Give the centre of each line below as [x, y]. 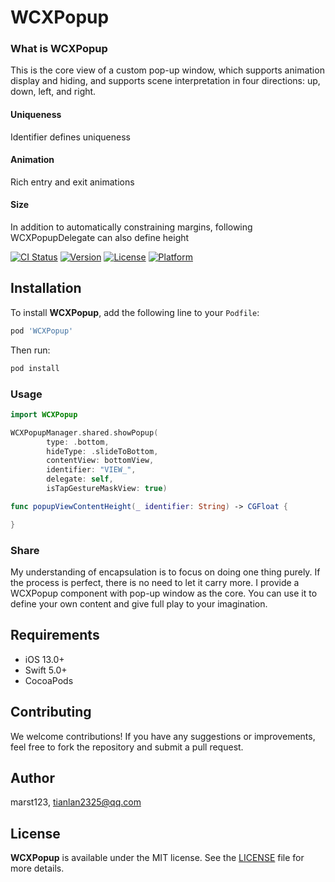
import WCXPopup [44, 414]
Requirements [55, 635]
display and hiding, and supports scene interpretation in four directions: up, [165, 81]
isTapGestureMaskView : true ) [107, 489]
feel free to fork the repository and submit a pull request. [127, 747]
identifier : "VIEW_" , [91, 470]
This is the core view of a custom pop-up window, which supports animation [167, 70]
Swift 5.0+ [46, 670]
